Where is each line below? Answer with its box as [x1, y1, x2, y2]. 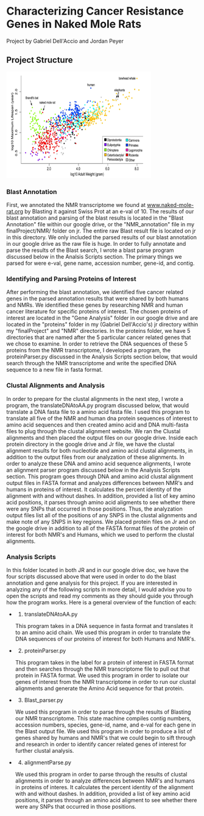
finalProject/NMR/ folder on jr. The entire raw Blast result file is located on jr [6, 227, 196, 235]
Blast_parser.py [24, 696, 63, 703]
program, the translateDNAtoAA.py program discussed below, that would [6, 402, 189, 409]
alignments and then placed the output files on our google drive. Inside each [6, 434, 198, 441]
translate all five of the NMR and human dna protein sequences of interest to [6, 414, 199, 422]
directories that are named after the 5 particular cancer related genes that [6, 333, 191, 341]
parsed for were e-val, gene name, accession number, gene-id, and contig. [6, 260, 195, 267]
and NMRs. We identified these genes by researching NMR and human [6, 301, 184, 309]
